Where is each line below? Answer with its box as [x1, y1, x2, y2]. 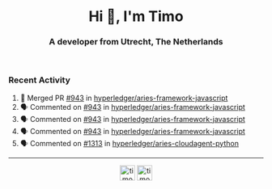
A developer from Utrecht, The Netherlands [49, 36, 223, 48]
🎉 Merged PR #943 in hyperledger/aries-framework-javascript [19, 93, 228, 103]
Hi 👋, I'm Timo [88, 7, 184, 26]
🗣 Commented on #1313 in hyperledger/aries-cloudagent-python [19, 138, 239, 148]
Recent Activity [8, 74, 71, 86]
